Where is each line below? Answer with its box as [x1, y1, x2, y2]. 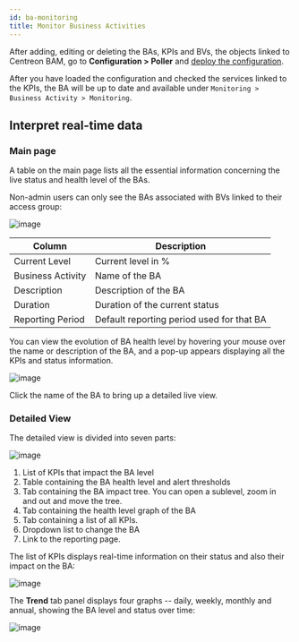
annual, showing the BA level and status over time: [9, 605, 195, 616]
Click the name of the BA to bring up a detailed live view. [9, 390, 218, 401]
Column [32, 240, 67, 253]
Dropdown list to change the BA [21, 525, 141, 535]
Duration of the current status [94, 299, 219, 312]
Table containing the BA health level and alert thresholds [21, 476, 231, 488]
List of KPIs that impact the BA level [21, 467, 155, 478]
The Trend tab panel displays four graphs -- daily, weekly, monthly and [9, 595, 272, 606]
